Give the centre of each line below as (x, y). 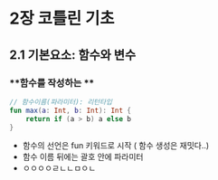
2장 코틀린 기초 (62, 19)
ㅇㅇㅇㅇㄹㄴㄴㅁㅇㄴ (59, 168)
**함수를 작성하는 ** (52, 82)
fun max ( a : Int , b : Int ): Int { (70, 110)
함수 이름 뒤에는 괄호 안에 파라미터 (83, 157)
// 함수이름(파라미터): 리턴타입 (61, 102)
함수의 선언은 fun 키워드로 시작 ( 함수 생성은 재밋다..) (116, 146)
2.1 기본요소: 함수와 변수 (73, 55)
